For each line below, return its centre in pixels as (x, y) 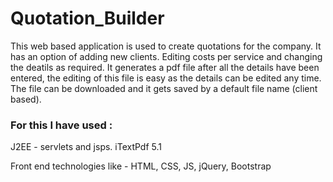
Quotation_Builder (87, 18)
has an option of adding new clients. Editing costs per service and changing (166, 56)
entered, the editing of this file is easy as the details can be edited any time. (166, 78)
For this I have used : (61, 125)
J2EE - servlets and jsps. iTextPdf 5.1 (86, 147)
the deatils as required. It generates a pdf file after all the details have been (165, 67)
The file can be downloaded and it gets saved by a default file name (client (164, 88)
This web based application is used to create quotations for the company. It (166, 46)
